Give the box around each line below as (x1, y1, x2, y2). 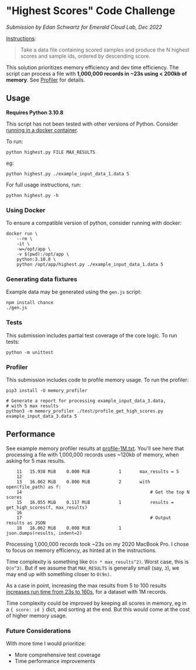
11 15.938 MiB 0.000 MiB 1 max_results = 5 (16, 468, 180, 475)
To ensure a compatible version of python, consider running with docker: (6, 219, 182, 226)
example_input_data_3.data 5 (6, 413, 77, 419)
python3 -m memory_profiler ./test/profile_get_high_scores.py (6, 408, 164, 414)
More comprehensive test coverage (14, 651, 101, 658)
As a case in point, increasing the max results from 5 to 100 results (6, 582, 167, 589)
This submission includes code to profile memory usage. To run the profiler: (6, 376, 189, 383)
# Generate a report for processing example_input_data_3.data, (6, 398, 166, 404)
